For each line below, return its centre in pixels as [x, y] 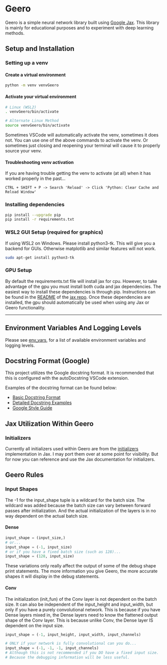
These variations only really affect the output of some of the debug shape [81, 566]
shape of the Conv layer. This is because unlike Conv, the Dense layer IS [79, 620]
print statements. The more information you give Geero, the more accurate [82, 571]
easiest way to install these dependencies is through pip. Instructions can [80, 291]
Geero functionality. [25, 307]
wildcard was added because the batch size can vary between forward [78, 505]
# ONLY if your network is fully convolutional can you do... [71, 644]
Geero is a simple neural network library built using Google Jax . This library [82, 22]
